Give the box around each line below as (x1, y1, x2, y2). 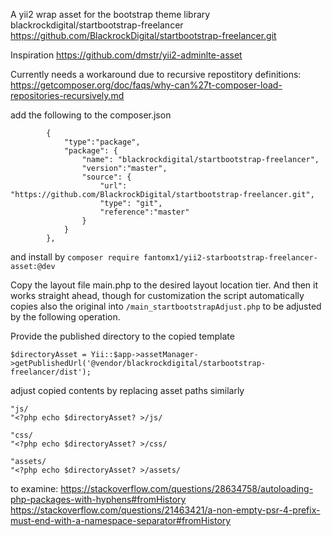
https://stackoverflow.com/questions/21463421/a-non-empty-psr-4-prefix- (10, 504, 321, 516)
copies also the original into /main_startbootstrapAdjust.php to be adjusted (10, 300, 322, 312)
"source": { (81, 172, 132, 182)
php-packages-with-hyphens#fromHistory (10, 494, 187, 505)
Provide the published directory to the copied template (10, 330, 235, 342)
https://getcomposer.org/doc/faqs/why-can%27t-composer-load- (10, 79, 283, 91)
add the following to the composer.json (10, 109, 172, 121)
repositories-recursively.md (10, 90, 125, 101)
